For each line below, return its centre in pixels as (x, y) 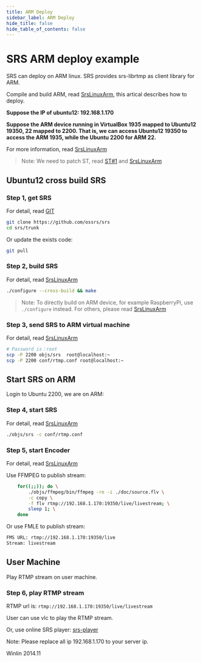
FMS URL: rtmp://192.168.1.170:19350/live (61, 538)
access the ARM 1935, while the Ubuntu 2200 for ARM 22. (81, 137)
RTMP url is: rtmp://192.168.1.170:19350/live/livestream (80, 606)
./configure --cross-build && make (51, 290)
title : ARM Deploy (30, 12)
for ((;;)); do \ (38, 486)
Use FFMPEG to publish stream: (46, 475)
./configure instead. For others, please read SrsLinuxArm (93, 309)
